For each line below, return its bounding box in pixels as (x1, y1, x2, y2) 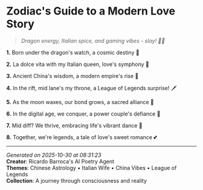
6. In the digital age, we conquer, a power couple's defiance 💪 (6, 110, 161, 117)
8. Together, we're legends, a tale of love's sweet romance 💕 (6, 133, 157, 140)
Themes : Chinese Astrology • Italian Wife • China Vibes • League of (6, 164, 177, 171)
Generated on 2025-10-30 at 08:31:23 (6, 151, 101, 159)
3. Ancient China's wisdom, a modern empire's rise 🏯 (6, 72, 139, 79)
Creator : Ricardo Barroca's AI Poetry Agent (6, 157, 115, 165)
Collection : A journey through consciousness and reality (6, 177, 147, 184)
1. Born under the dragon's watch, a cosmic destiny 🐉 (6, 48, 140, 56)
